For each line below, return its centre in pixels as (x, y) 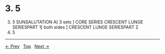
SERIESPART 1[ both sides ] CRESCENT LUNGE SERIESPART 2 (75, 27)
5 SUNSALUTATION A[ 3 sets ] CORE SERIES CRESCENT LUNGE (78, 22)
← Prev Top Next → (27, 46)
